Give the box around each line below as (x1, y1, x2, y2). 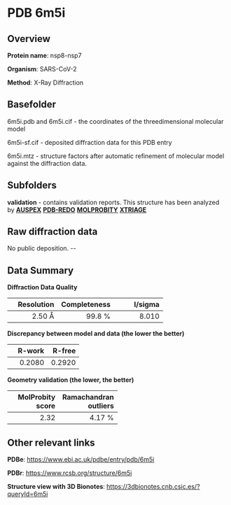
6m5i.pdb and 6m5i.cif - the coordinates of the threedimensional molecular (7, 117, 224, 125)
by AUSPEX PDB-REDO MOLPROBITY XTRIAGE (7, 205, 147, 214)
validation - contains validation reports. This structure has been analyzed (7, 198, 220, 206)
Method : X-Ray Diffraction (7, 78, 84, 87)
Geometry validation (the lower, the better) (7, 376, 134, 384)
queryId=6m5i (7, 490, 48, 498)
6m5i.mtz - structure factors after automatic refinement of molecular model (7, 152, 225, 160)
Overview (7, 33, 51, 45)
